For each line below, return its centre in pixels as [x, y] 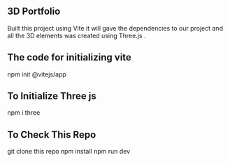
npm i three [24, 113]
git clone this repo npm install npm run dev [69, 152]
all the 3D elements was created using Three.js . [77, 35]
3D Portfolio [34, 11]
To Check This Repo [52, 135]
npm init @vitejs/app [37, 74]
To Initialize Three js [52, 96]
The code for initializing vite [69, 57]
